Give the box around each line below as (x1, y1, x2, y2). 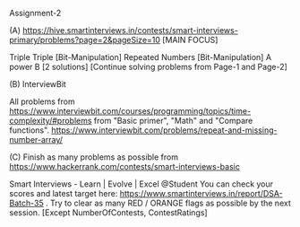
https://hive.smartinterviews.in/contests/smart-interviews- (21, 25, 239, 35)
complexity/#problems (9, 116, 92, 126)
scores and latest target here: (9, 188, 118, 198)
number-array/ (9, 135, 64, 144)
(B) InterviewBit (9, 79, 67, 89)
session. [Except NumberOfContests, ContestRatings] (9, 207, 208, 218)
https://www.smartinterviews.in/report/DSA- (119, 188, 284, 198)
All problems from (9, 96, 75, 107)
